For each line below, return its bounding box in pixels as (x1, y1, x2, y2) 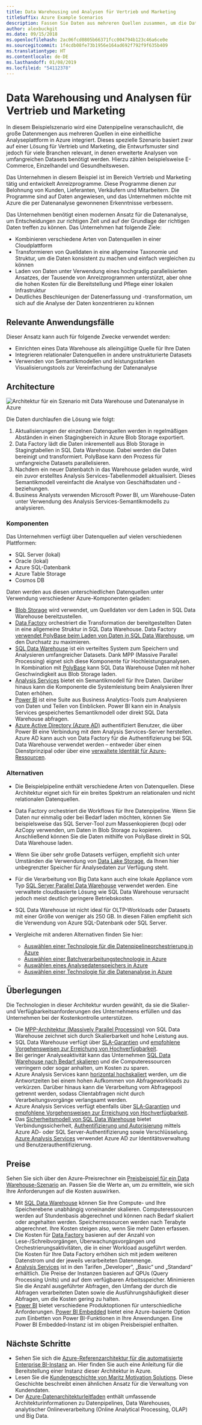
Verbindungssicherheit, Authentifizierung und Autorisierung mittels (14, 1122, 181, 1130)
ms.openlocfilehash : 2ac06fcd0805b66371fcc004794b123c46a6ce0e (6, 37, 168, 43)
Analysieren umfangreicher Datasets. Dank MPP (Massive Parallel (14, 651, 178, 659)
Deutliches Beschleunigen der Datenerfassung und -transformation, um (14, 293, 192, 300)
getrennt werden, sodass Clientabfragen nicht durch (14, 1090, 145, 1098)
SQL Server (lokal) (14, 551, 61, 558)
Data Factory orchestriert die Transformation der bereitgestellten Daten (14, 619, 192, 627)
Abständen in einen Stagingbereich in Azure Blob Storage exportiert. (14, 434, 185, 441)
